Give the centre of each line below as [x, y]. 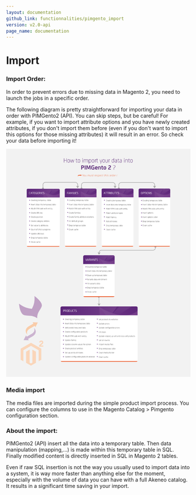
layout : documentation [34, 12]
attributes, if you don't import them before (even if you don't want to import [97, 128]
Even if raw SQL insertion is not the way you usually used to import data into [98, 467]
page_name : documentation [37, 31]
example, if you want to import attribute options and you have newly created [98, 122]
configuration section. [33, 415]
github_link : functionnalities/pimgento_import [65, 18]
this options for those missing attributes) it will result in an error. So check [95, 134]
